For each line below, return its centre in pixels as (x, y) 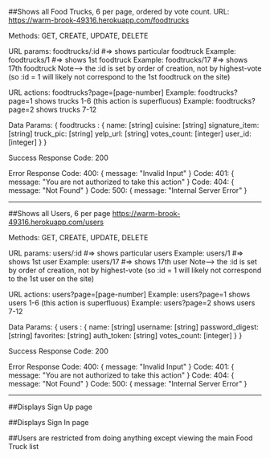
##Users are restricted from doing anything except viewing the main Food (131, 438)
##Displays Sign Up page (50, 407)
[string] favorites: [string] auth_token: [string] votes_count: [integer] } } (125, 335)
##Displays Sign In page (49, 422)
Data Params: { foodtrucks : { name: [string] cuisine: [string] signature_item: (134, 125)
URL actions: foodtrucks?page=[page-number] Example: (102, 92)
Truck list (24, 446)
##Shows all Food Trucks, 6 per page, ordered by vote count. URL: (119, 12)
